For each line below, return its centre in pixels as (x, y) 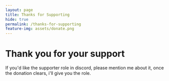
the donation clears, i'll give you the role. (48, 73)
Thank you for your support (65, 54)
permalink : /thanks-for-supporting (43, 24)
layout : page (19, 10)
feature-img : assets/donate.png (40, 29)
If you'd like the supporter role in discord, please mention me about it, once (84, 68)
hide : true (17, 19)
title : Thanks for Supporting (38, 15)
